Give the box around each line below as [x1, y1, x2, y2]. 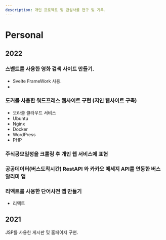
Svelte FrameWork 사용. [12, 78, 62, 84]
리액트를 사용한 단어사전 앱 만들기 [5, 188, 82, 195]
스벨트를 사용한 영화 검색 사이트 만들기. [5, 65, 95, 72]
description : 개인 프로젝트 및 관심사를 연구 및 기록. [5, 7, 106, 13]
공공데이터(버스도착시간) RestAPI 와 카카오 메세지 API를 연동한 [5, 165, 150, 172]
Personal [5, 29, 44, 41]
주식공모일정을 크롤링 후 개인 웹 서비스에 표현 [5, 150, 108, 157]
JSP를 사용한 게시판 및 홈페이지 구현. [5, 229, 78, 235]
